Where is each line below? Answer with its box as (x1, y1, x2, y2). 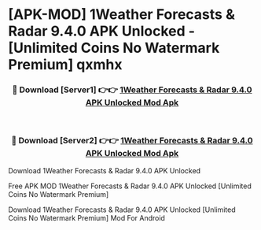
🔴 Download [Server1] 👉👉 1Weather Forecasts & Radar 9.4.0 (11, 84, 253, 95)
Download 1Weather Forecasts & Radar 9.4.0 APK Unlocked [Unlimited (8, 205, 236, 214)
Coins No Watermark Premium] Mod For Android (8, 213, 165, 222)
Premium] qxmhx (8, 56, 123, 74)
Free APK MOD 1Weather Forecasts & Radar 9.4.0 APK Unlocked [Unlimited (8, 181, 252, 191)
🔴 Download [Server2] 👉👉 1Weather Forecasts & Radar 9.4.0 (11, 135, 253, 147)
